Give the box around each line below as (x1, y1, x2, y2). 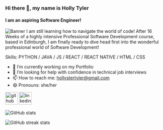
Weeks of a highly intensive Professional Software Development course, (5, 34, 155, 40)
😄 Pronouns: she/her (12, 82, 57, 88)
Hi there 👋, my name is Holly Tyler (5, 5, 89, 12)
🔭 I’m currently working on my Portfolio (12, 64, 94, 70)
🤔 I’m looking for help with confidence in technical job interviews (12, 69, 147, 75)
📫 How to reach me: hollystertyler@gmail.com (12, 75, 110, 81)
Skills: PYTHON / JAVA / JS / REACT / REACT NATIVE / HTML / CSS (5, 54, 145, 60)
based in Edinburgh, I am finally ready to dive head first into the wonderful (5, 39, 159, 45)
